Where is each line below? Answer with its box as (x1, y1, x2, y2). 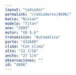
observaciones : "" (5, 58, 43, 63)
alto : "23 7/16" (5, 48, 38, 53)
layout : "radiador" (5, 7, 45, 12)
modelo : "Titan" (5, 21, 38, 26)
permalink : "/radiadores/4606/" (5, 12, 72, 17)
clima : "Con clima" (5, 44, 45, 49)
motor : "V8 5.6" (5, 30, 38, 35)
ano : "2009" (5, 26, 30, 31)
